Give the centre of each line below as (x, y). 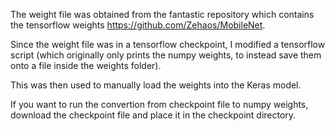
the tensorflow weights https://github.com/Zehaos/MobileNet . (138, 25)
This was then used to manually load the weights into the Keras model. (156, 85)
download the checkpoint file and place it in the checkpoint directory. (153, 115)
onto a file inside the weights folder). (86, 65)
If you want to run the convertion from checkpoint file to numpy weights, (159, 104)
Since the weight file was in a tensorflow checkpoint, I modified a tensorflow (168, 44)
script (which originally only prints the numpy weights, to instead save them (166, 55)
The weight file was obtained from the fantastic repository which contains (162, 14)
